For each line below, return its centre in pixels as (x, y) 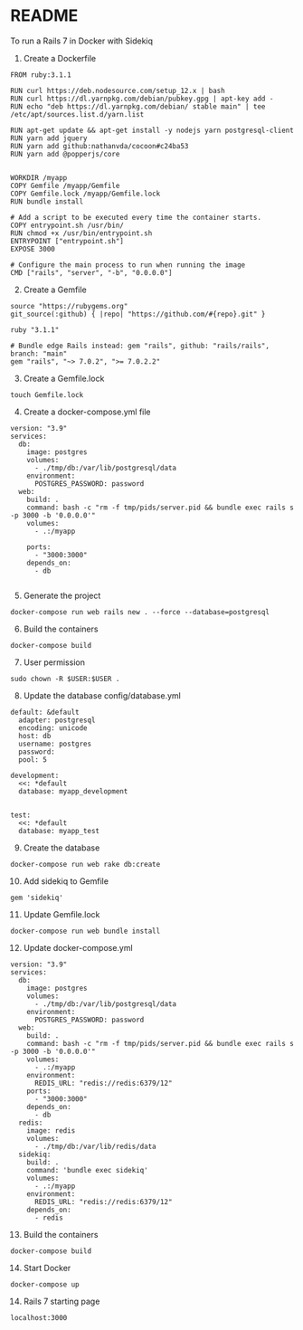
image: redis (51, 1130)
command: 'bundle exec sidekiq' (87, 1170)
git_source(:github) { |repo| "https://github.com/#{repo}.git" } (138, 314)
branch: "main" (39, 354)
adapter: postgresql (57, 720)
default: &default (45, 712)
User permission (54, 662)
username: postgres (55, 744)
